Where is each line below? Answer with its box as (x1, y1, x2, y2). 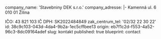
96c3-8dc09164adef (5, 29, 47, 34)
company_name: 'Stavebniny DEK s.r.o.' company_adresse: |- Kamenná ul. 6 (5, 5, 157, 10)
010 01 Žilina (5, 10, 30, 15)
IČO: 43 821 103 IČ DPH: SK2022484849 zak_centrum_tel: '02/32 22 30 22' (5, 19, 156, 24)
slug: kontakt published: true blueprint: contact (47, 29, 141, 34)
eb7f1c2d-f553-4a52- (110, 24, 155, 29)
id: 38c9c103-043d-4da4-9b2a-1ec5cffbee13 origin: (5, 24, 110, 29)
